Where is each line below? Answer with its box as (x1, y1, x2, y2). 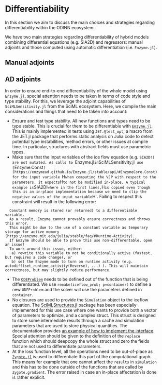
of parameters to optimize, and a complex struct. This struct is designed (12, 313, 156, 318)
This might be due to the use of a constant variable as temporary (9, 225, 148, 230)
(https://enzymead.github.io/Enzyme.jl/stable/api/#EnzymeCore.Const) (12, 170, 158, 175)
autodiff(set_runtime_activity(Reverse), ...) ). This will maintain (5, 263, 148, 268)
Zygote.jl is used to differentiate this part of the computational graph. (12, 354, 152, 360)
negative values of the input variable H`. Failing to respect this (12, 193, 142, 200)
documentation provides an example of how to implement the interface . (12, 328, 155, 334)
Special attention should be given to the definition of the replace (12, 333, 140, 339)
